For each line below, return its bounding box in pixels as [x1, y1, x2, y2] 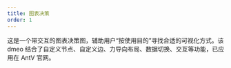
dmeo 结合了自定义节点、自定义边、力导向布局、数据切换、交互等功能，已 [7, 45, 219, 53]
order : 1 [7, 16, 32, 23]
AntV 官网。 [20, 53, 55, 62]
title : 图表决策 [7, 10, 50, 17]
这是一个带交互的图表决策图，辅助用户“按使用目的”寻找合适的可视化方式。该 [7, 36, 224, 45]
